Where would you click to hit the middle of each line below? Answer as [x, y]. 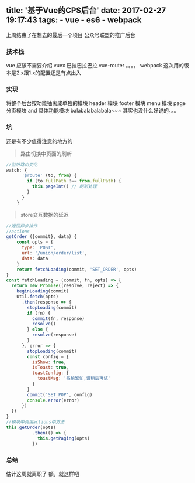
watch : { [17, 170]
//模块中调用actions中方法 [35, 422]
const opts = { [35, 242]
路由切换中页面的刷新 [46, 154]
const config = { [48, 356]
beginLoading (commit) [43, 291]
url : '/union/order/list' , [54, 253]
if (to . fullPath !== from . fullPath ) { [74, 181]
